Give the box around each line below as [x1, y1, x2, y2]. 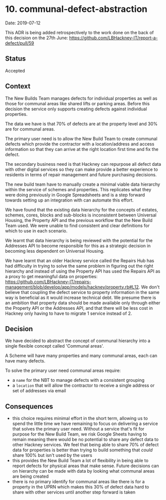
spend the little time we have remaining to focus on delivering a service [12, 421, 158, 427]
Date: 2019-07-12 [5, 20, 41, 26]
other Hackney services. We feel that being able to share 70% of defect [12, 442, 159, 448]
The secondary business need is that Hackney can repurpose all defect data [5, 161, 162, 167]
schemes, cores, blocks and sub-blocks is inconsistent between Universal [5, 212, 157, 218]
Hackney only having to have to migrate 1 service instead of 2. [5, 310, 132, 316]
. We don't [138, 284, 160, 290]
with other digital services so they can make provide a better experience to [5, 166, 158, 172]
